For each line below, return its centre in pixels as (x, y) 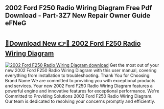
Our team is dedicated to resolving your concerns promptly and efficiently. (80, 101)
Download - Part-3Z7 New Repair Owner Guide (78, 16)
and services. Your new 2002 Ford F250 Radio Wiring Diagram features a (79, 86)
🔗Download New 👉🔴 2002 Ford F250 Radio (73, 43)
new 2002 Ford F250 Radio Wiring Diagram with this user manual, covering (81, 70)
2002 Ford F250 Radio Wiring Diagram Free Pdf (79, 8)
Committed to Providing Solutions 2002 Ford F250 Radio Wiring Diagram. (79, 96)
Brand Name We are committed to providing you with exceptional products (80, 81)
